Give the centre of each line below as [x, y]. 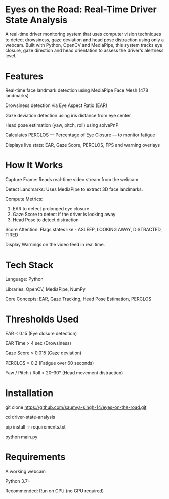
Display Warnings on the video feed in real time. [55, 244]
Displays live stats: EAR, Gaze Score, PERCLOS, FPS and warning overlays [83, 145]
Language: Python [25, 279]
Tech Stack [29, 265]
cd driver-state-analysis [30, 417]
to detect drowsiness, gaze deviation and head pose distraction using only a [85, 40]
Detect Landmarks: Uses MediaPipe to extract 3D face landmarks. [74, 189]
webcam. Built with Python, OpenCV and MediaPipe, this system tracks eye [84, 45]
